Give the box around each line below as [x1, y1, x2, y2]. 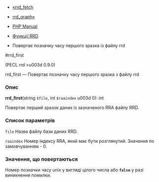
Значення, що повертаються [5, 156, 78, 163]
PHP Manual [12, 23, 38, 29]
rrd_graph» [12, 14, 36, 19]
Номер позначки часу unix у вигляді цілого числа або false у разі [5, 167, 144, 173]
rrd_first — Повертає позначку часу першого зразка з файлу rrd [5, 71, 139, 77]
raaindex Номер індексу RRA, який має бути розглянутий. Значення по [5, 138, 155, 144]
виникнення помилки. [5, 172, 51, 178]
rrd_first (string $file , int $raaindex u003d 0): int [5, 95, 104, 101]
